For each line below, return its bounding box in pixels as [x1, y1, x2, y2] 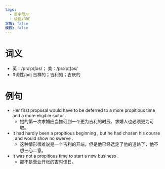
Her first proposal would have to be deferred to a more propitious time [12, 107, 156, 113]
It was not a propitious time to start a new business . [12, 153, 119, 159]
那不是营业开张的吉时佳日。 [19, 159, 77, 165]
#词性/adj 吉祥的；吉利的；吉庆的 [12, 72, 81, 78]
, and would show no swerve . [12, 135, 73, 141]
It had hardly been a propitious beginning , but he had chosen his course [12, 130, 161, 136]
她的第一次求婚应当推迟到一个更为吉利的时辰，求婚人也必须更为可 [19, 119, 154, 124]
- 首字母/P [9, 12, 30, 17]
